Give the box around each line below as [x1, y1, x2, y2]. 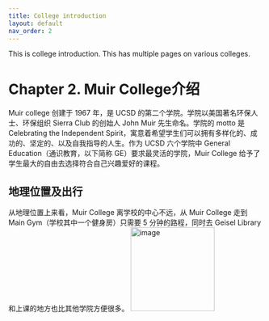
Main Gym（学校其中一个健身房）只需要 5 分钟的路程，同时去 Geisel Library [8, 218, 262, 227]
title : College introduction [8, 11, 107, 20]
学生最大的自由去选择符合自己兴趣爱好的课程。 [8, 158, 164, 168]
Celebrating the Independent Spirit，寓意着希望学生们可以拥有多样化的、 [8, 129, 250, 138]
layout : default [8, 19, 63, 27]
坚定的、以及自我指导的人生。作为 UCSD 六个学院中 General [29, 138, 231, 148]
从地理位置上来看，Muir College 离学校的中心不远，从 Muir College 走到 [8, 208, 248, 218]
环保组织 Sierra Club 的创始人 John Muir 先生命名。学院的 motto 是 [22, 118, 245, 128]
